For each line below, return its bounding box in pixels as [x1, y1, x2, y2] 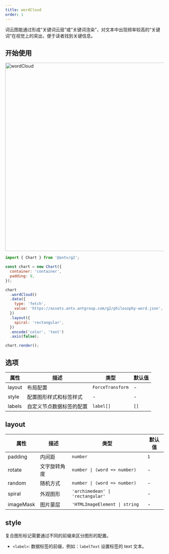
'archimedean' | [72, 488, 111, 494]
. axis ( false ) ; [10, 334, 39, 339]
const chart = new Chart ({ [5, 264, 62, 269]
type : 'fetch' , [14, 301, 46, 306]
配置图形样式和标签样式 [27, 394, 83, 400]
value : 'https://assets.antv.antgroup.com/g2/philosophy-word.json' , [14, 306, 163, 311]
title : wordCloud [5, 7, 42, 13]
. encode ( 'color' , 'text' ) [10, 329, 64, 335]
